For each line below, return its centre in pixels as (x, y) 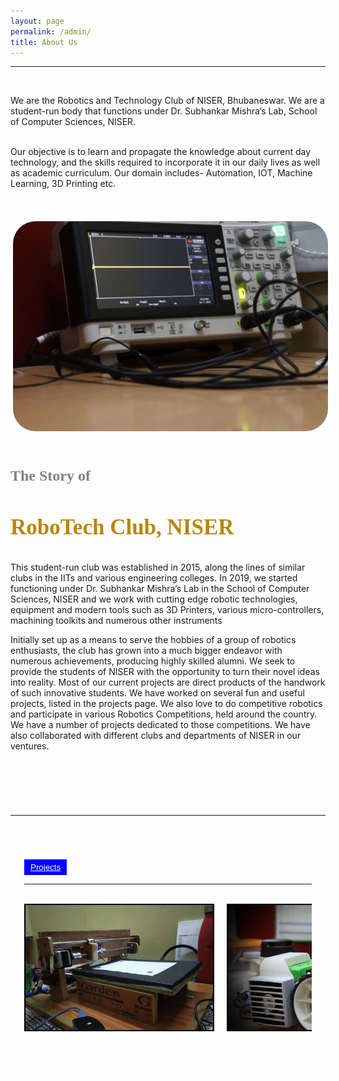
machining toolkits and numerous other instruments (116, 620)
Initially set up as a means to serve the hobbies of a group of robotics (153, 639)
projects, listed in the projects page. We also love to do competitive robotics (166, 703)
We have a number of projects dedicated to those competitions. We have (160, 724)
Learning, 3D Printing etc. (63, 184)
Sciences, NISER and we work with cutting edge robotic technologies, (154, 599)
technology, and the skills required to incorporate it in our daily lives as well (165, 162)
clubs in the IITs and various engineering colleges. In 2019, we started (154, 577)
